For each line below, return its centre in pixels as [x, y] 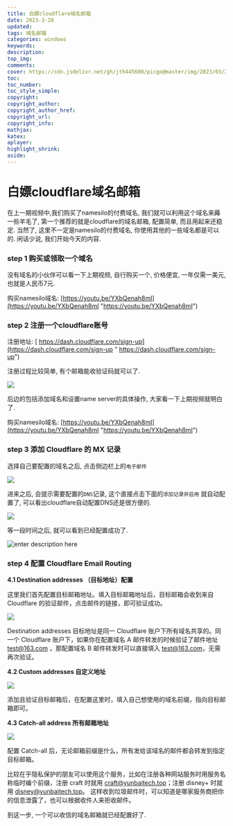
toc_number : [24, 85]
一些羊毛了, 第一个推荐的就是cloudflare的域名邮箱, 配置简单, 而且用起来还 [112, 221]
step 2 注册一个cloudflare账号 [58, 326]
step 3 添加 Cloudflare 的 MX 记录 [64, 450]
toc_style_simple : [34, 91]
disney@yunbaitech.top [49, 791]
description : [26, 53]
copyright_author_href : [42, 110]
